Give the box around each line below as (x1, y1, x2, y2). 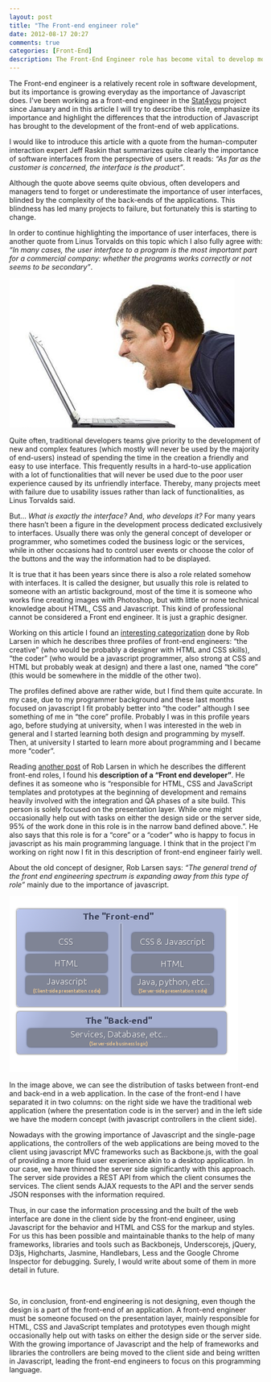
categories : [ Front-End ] (9, 47, 92, 56)
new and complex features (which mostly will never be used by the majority (9, 444, 260, 454)
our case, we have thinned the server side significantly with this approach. (9, 1164, 256, 1174)
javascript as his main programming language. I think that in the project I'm (9, 839, 257, 848)
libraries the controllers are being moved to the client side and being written (9, 1348, 261, 1357)
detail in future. (9, 1265, 60, 1275)
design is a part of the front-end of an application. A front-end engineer (9, 1305, 246, 1314)
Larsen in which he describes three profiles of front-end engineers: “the (9, 637, 248, 646)
